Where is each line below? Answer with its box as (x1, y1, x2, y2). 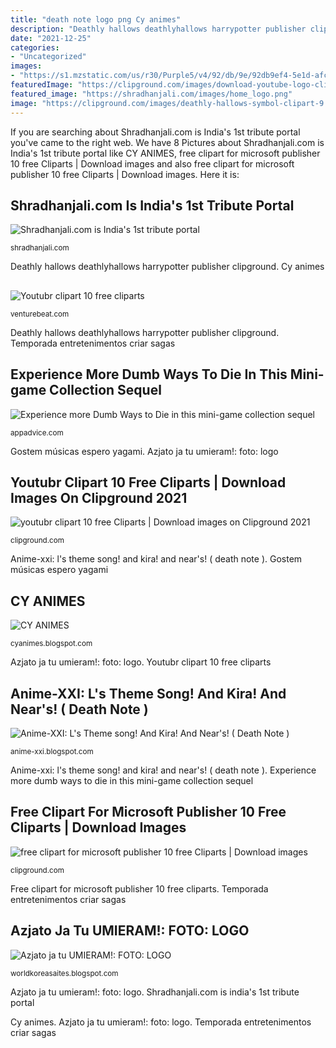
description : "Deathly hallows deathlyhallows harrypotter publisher (10, 24, 307, 34)
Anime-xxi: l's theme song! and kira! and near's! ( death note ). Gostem (10, 553, 303, 565)
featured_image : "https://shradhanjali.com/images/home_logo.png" (10, 89, 293, 99)
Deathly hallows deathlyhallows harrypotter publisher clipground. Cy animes (10, 261, 325, 273)
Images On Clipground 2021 (10, 489, 188, 506)
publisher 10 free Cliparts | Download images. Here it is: (10, 168, 240, 180)
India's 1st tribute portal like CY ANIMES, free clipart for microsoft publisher (10, 147, 321, 159)
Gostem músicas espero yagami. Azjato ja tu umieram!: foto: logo (10, 445, 279, 457)
